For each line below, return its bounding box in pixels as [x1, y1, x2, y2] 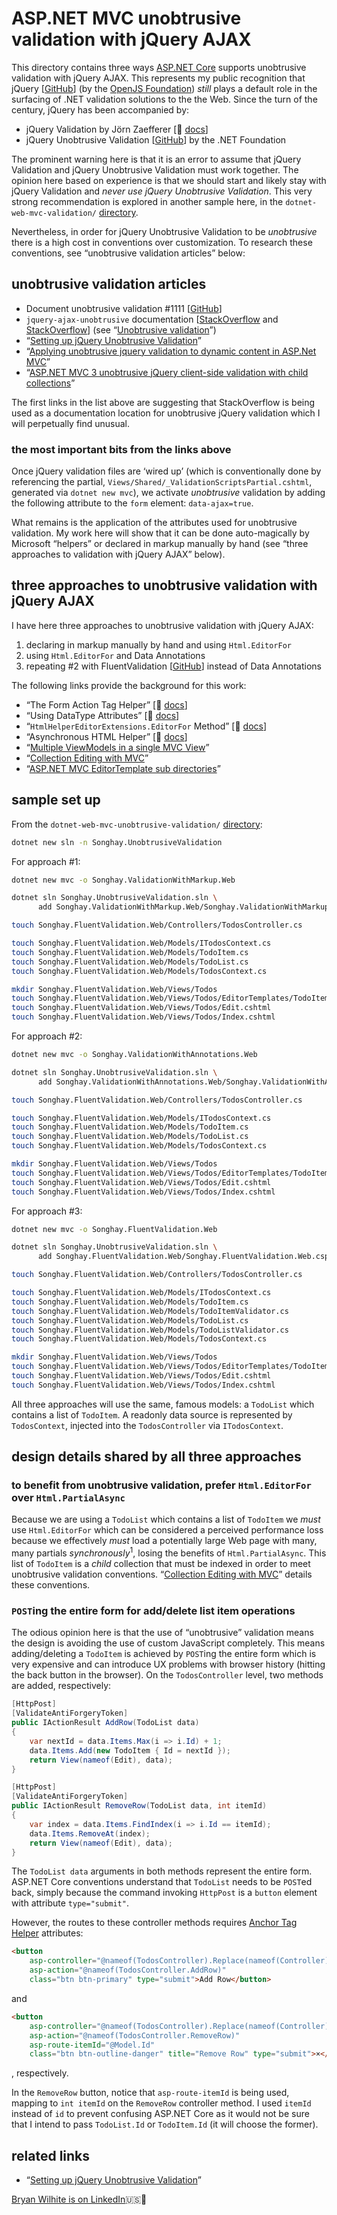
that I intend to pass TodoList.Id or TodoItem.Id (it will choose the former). [11, 2118, 319, 2131]
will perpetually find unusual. [11, 417, 131, 429]
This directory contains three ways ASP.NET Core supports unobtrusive [11, 61, 307, 73]
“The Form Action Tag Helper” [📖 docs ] [25, 698, 188, 711]
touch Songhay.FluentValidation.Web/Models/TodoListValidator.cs [11, 1325, 289, 1335]
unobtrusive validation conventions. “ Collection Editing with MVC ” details [11, 1568, 313, 1581]
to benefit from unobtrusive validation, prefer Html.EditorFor [11, 1478, 312, 1492]
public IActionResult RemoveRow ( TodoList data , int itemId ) [11, 1801, 268, 1811]
